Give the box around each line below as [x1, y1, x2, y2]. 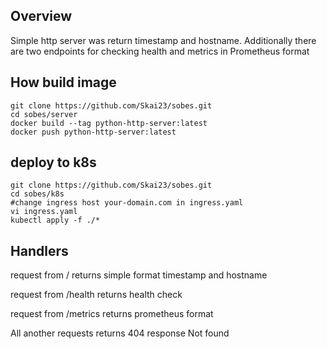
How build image [10, 74, 117, 91]
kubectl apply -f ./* [10, 215, 101, 226]
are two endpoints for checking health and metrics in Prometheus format [10, 45, 310, 57]
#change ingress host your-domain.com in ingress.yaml [10, 198, 244, 208]
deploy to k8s [10, 154, 97, 171]
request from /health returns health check [10, 289, 183, 301]
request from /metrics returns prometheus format [10, 308, 214, 320]
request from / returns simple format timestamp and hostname [10, 269, 268, 281]
